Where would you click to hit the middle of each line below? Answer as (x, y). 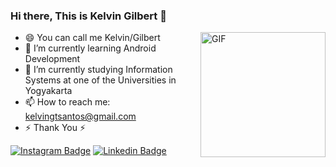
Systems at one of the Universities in (100, 80)
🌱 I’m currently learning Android (90, 48)
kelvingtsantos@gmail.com (80, 116)
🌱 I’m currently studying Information (98, 70)
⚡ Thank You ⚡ (55, 128)
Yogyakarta (48, 91)
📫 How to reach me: (67, 102)
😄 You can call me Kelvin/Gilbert (92, 38)
